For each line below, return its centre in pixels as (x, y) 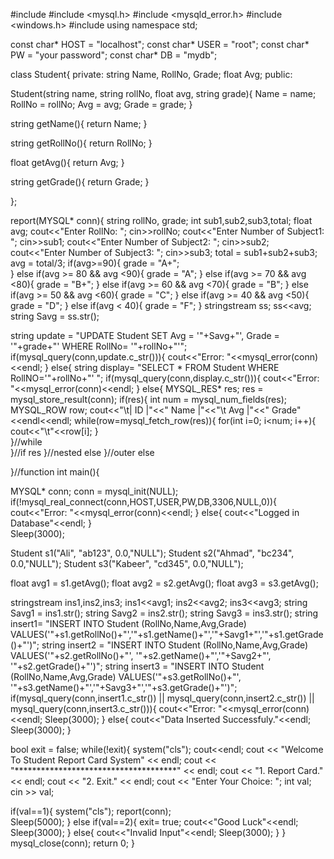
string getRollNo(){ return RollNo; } (81, 143)
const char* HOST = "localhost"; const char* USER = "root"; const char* (160, 44)
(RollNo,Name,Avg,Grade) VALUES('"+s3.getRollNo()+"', (126, 677)
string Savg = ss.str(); (55, 316)
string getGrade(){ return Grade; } (80, 182)
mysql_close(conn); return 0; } (72, 843)
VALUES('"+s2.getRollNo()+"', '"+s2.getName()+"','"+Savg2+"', (141, 655)
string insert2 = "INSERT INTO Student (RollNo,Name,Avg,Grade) (175, 645)
